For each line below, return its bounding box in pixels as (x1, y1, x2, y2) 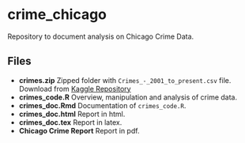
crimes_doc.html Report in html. (18, 109, 126, 119)
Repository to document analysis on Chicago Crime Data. (7, 32, 194, 41)
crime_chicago (7, 6, 107, 24)
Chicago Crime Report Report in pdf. (18, 126, 140, 135)
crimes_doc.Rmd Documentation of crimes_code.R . (18, 100, 187, 110)
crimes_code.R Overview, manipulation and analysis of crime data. (18, 92, 238, 102)
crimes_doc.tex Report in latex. (18, 117, 122, 127)
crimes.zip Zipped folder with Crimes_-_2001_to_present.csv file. (18, 75, 232, 85)
